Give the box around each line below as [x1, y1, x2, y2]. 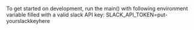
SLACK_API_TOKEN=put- [105, 11, 168, 18]
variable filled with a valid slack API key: [6, 11, 105, 18]
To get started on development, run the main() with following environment [6, 5, 188, 12]
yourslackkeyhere [6, 18, 50, 24]
